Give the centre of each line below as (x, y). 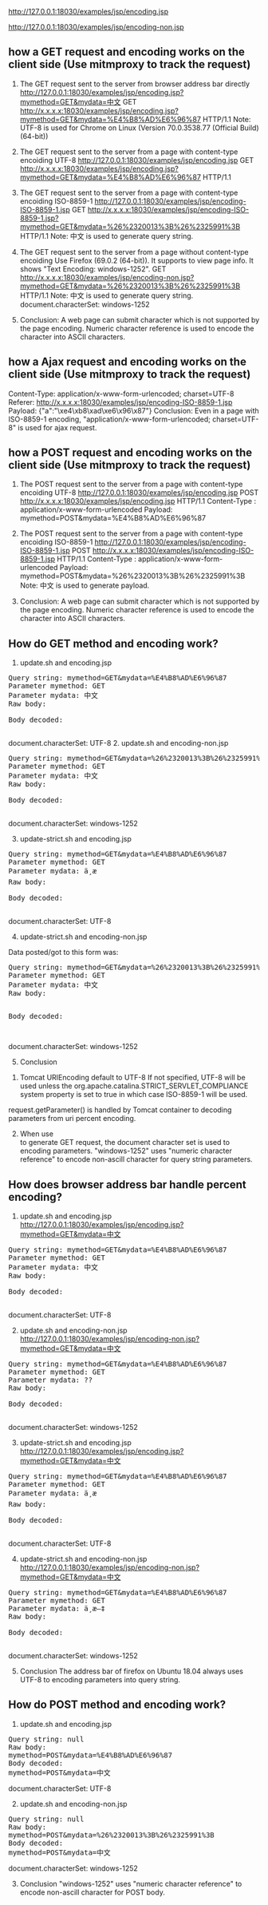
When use (37, 1134)
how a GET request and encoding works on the (126, 52)
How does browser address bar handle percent (128, 1184)
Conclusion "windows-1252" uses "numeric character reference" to (131, 1883)
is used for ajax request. (57, 427)
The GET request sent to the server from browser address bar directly (134, 84)
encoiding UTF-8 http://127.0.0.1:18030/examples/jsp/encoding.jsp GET (137, 160)
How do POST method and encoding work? (117, 1705)
